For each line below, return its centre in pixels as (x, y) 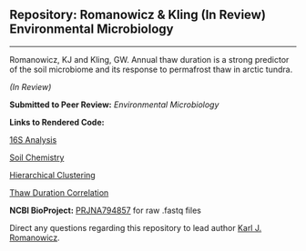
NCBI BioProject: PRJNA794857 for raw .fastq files (106, 210)
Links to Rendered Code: (57, 122)
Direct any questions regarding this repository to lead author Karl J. (136, 227)
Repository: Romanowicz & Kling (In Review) (138, 15)
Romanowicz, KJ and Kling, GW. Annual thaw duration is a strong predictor (149, 59)
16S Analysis (33, 139)
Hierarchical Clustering (52, 175)
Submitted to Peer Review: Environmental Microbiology (114, 105)
